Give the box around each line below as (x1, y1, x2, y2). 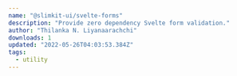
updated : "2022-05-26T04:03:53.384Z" (8, 41, 134, 49)
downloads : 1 (8, 33, 52, 42)
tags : (8, 48, 26, 56)
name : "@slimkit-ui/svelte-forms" (8, 11, 124, 20)
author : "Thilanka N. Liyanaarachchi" (8, 26, 137, 34)
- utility (15, 56, 48, 64)
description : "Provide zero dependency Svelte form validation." (8, 19, 230, 27)
